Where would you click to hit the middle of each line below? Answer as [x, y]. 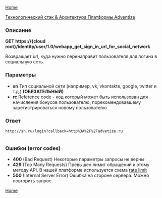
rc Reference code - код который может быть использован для [80, 97]
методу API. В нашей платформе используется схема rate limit [80, 170]
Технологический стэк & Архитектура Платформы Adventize [70, 17]
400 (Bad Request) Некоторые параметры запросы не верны [78, 160]
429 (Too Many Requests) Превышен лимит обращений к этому [81, 165]
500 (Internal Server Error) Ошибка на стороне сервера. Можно [81, 175]
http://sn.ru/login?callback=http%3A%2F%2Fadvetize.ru [64, 131]
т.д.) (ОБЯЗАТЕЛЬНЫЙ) [38, 91]
